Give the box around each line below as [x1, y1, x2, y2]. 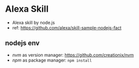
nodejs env [5, 39, 40, 47]
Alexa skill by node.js [12, 20, 55, 25]
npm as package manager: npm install [12, 57, 92, 63]
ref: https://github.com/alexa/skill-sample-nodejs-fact [12, 24, 122, 30]
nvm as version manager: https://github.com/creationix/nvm [12, 52, 134, 58]
